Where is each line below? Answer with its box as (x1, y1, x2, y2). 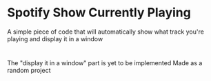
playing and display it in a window (7, 34, 103, 43)
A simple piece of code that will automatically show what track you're (7, 27, 205, 36)
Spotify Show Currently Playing (7, 5, 191, 21)
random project (7, 67, 51, 75)
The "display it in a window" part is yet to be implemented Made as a (7, 59, 203, 67)
